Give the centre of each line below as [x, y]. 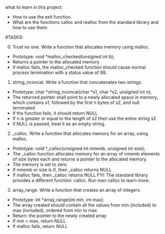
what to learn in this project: [34, 7]
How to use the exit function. [42, 17]
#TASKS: [14, 37]
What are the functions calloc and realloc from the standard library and [85, 22]
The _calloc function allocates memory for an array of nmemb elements [86, 154]
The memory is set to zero [39, 164]
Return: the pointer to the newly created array [59, 215]
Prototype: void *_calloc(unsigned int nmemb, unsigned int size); [79, 148]
